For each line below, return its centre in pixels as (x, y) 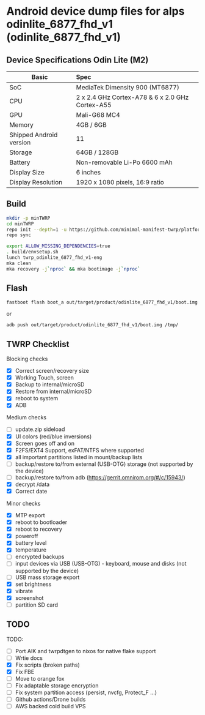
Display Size (27, 172)
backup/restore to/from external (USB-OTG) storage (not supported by (104, 464)
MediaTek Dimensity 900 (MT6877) (128, 87)
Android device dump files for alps (95, 11)
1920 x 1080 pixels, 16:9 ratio (120, 182)
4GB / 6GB (91, 125)
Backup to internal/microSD (50, 384)
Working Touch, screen (45, 378)
